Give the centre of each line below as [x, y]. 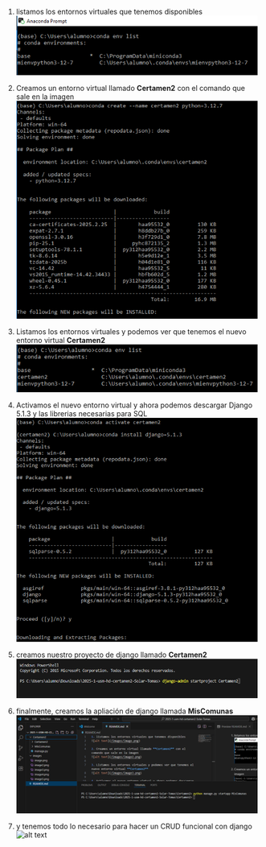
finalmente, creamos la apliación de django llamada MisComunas [125, 711]
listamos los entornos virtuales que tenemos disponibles [109, 12]
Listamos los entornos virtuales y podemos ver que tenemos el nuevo [131, 331]
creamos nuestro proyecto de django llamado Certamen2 [111, 655]
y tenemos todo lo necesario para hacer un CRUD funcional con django [134, 826]
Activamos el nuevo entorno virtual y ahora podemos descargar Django [134, 405]
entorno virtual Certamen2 [61, 340]
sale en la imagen [45, 97]
